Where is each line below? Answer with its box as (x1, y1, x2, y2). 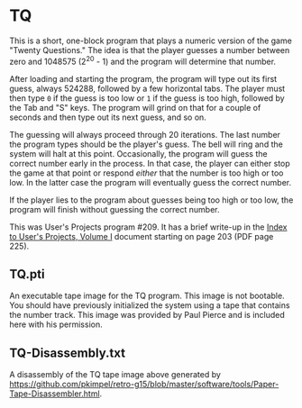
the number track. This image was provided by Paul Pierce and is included (9, 310, 286, 321)
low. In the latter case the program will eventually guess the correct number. (9, 177, 292, 187)
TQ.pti (9, 267, 45, 282)
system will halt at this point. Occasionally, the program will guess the (9, 148, 268, 159)
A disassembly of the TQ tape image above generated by (9, 369, 221, 380)
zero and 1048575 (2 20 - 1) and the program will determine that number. (9, 54, 277, 67)
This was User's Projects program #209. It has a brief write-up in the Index (9, 222, 288, 232)
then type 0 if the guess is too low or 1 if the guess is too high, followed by (9, 92, 286, 104)
